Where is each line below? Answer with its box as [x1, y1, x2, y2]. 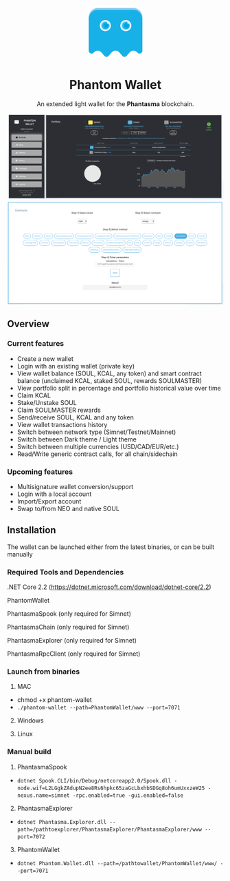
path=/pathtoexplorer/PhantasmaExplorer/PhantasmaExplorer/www [16, 826, 203, 833]
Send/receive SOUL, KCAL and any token [16, 413, 134, 422]
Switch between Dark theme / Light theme [16, 435, 137, 443]
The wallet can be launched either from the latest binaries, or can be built [7, 543, 215, 551]
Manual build [7, 747, 51, 756]
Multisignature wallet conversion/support [16, 482, 134, 490]
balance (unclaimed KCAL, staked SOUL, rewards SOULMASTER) [16, 376, 203, 384]
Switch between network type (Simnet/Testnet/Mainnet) [16, 428, 176, 436]
